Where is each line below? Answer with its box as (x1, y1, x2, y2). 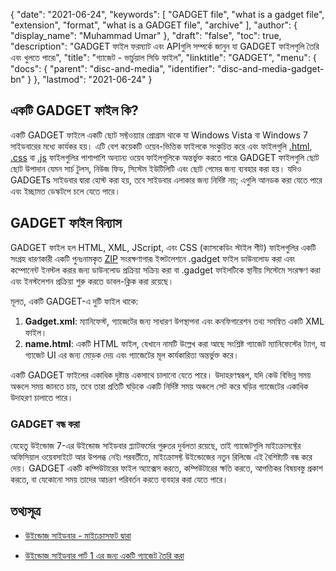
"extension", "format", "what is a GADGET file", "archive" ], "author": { (10, 19, 298, 31)
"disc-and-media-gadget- (216, 63, 325, 74)
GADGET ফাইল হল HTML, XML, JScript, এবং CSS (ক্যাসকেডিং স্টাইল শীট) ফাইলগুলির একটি (10, 241, 317, 253)
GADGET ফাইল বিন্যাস (10, 215, 122, 232)
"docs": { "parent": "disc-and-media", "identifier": (10, 63, 215, 74)
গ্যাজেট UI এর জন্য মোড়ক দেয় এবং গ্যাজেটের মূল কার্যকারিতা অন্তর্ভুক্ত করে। (24, 349, 240, 361)
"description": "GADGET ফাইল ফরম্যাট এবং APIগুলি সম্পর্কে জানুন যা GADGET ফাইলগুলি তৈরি (10, 40, 320, 52)
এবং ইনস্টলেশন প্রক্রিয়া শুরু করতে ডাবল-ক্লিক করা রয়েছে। (10, 275, 175, 287)
